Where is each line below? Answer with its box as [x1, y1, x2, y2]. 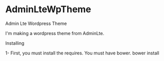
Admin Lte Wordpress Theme [5, 20, 67, 26]
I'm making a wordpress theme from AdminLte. [5, 30, 105, 36]
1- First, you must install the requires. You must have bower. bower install [5, 50, 160, 56]
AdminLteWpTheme [5, 4, 91, 15]
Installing [5, 40, 25, 46]
